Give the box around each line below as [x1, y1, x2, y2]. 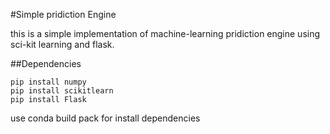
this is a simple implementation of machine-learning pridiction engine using [10, 28, 321, 39]
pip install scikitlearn [10, 86, 114, 96]
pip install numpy [10, 77, 87, 87]
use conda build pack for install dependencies [10, 112, 201, 124]
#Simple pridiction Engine [10, 9, 117, 20]
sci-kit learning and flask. [10, 39, 115, 50]
